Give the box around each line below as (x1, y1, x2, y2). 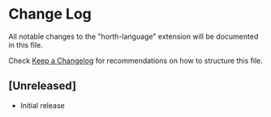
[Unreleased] (8, 79, 77, 93)
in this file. (8, 40, 43, 49)
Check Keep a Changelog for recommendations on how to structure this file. (8, 56, 264, 65)
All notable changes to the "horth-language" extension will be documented (8, 31, 259, 41)
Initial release (19, 100, 65, 110)
